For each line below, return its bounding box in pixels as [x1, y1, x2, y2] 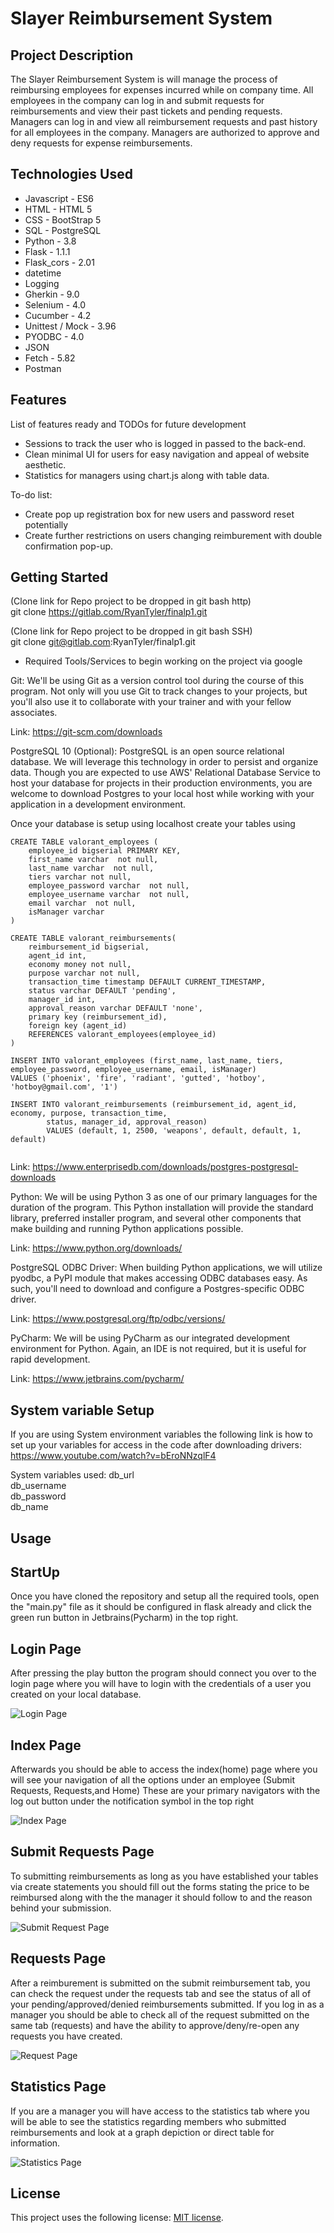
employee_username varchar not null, [28, 890, 190, 900]
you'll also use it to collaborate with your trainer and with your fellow [10, 696, 292, 708]
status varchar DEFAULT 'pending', [28, 986, 177, 996]
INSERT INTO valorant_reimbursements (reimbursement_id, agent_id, [10, 1100, 298, 1110]
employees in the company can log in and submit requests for [10, 95, 265, 106]
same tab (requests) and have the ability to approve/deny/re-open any [10, 2019, 300, 2031]
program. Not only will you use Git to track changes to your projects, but [10, 685, 308, 697]
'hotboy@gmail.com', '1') [10, 1082, 118, 1092]
